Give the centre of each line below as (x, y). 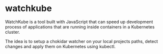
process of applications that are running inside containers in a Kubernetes (80, 27)
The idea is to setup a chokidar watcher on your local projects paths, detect (81, 41)
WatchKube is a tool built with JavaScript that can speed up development (79, 22)
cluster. (13, 32)
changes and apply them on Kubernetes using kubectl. (60, 46)
